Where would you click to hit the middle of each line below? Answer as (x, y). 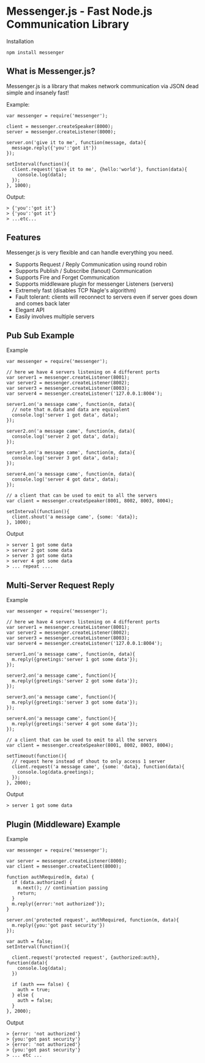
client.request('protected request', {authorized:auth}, (86, 958)
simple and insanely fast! (38, 93)
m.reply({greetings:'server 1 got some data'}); (75, 660)
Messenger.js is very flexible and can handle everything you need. (90, 252)
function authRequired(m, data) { (50, 877)
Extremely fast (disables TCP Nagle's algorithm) (76, 290)
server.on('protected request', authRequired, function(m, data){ (93, 920)
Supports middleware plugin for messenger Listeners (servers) (94, 284)
